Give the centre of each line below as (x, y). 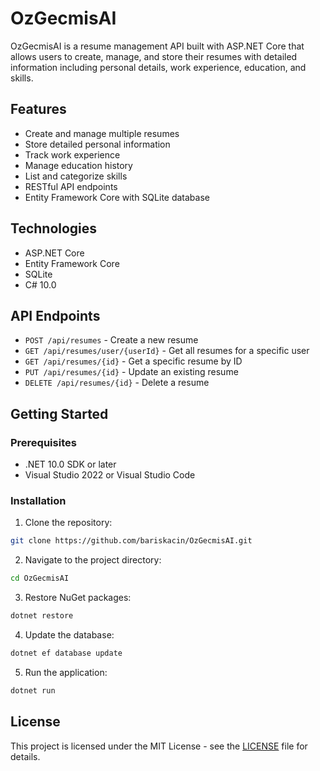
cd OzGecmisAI (40, 578)
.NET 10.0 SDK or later (70, 464)
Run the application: (66, 672)
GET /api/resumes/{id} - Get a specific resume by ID (133, 361)
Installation (38, 500)
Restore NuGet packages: (78, 598)
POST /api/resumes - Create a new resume (111, 340)
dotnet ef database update (66, 653)
